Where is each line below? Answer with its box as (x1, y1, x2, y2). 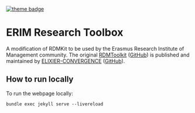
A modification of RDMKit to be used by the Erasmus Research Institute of (6, 45, 184, 52)
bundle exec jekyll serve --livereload (6, 101, 104, 107)
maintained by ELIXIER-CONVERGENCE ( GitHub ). (6, 57, 125, 64)
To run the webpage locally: (6, 90, 73, 97)
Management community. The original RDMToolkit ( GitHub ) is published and (6, 51, 190, 58)
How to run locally (6, 75, 74, 84)
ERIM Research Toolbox (6, 26, 124, 39)
